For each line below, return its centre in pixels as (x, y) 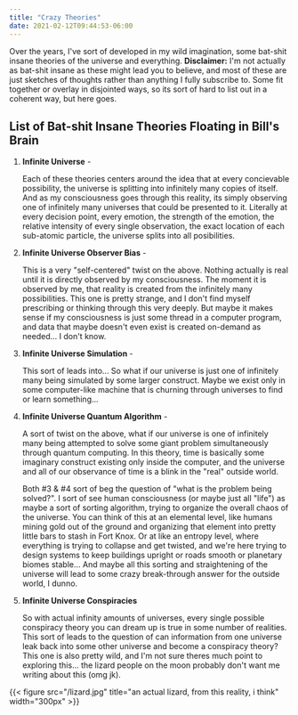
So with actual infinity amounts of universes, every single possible (143, 618)
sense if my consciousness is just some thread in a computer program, (152, 318)
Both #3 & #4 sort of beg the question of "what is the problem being (147, 489)
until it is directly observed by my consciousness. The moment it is (144, 280)
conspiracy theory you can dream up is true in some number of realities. (154, 628)
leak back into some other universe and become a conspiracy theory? (150, 646)
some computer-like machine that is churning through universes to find (152, 390)
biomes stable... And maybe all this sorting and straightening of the (145, 565)
